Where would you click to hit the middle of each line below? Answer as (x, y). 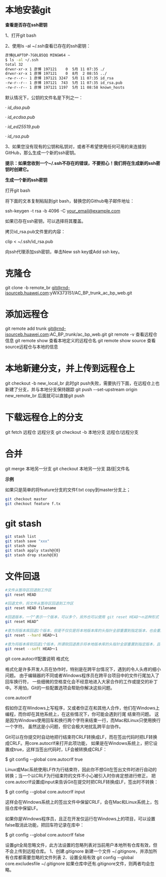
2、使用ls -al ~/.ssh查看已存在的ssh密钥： (48, 46)
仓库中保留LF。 (25, 808)
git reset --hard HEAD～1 (31, 635)
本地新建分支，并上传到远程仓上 (70, 368)
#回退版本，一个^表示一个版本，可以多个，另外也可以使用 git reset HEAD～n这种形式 (82, 617)
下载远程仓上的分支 (44, 417)
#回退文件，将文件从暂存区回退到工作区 (40, 604)
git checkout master (26, 499)
